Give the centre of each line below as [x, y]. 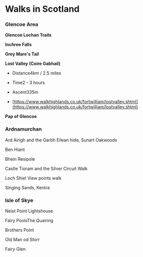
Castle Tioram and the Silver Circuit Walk [46, 169]
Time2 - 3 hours [28, 83]
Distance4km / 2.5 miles [36, 73]
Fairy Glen [15, 249]
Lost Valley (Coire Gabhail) [33, 64]
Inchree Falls [18, 45]
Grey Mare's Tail [22, 54]
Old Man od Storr [23, 240]
